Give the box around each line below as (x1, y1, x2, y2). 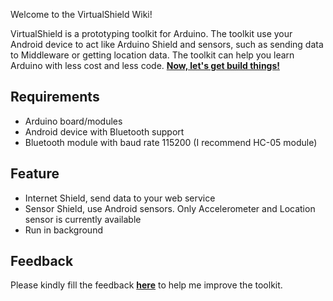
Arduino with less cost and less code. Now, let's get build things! (10, 60, 281, 71)
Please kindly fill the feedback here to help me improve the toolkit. (10, 279, 283, 291)
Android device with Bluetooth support (24, 125, 185, 138)
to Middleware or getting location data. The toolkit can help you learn (10, 49, 295, 61)
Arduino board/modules (24, 115, 123, 127)
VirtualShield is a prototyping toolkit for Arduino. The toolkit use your (10, 28, 293, 39)
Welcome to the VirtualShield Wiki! (10, 9, 153, 20)
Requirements (10, 89, 100, 106)
